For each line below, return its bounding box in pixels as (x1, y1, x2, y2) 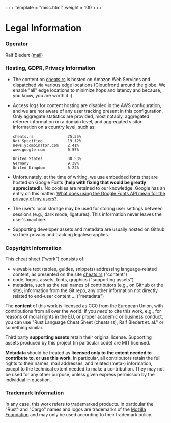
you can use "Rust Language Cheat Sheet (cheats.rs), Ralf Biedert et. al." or (5, 319, 164, 325)
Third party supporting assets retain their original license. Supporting (5, 334, 152, 340)
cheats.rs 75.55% (12, 134, 81, 139)
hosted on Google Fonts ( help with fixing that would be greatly (12, 179, 147, 186)
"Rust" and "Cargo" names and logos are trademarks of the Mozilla (5, 406, 146, 412)
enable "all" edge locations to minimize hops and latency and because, (12, 87, 162, 93)
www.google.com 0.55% (12, 147, 79, 152)
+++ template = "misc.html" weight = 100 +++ (5, 5, 102, 10)
